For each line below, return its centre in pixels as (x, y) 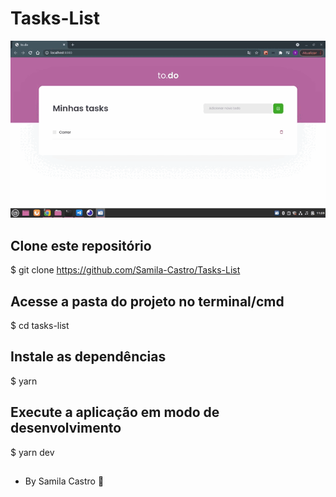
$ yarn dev (32, 452)
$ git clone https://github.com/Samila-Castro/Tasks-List (125, 270)
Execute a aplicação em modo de (115, 412)
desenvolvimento (66, 428)
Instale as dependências (88, 357)
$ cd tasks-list (40, 325)
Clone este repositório (81, 245)
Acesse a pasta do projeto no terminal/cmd (147, 301)
